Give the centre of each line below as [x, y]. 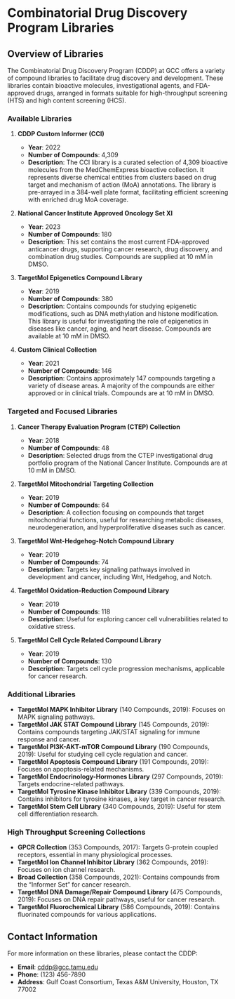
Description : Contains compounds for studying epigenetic [112, 306]
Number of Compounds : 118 [69, 611]
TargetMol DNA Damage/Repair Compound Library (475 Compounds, [120, 892]
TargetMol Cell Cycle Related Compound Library [89, 640]
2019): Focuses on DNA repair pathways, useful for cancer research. [116, 899]
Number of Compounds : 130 [70, 661]
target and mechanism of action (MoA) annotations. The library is [122, 185]
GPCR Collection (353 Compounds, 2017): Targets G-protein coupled [118, 847]
